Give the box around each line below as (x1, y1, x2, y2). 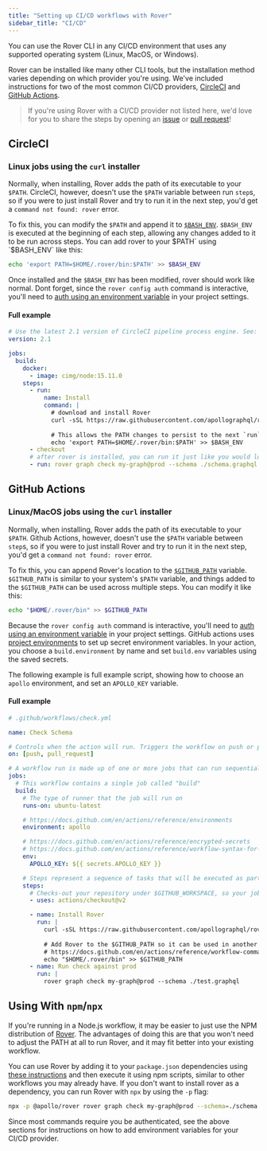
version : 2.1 (8, 335, 52, 343)
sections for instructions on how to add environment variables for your (8, 1125, 239, 1134)
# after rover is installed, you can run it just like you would (29, 453, 250, 462)
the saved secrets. (8, 654, 69, 664)
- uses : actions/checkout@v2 (29, 896, 126, 904)
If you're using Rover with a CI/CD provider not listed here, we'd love (27, 105, 253, 115)
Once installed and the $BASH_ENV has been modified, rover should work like (8, 275, 255, 285)
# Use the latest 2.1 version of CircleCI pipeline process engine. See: (8, 328, 258, 336)
